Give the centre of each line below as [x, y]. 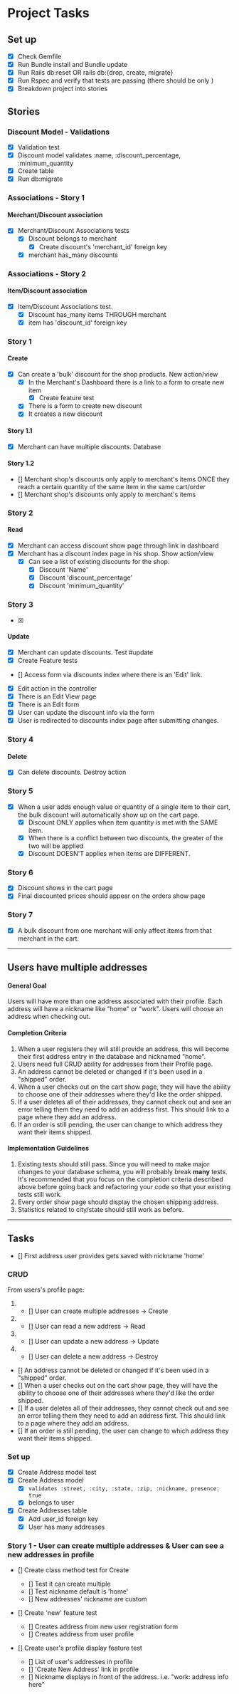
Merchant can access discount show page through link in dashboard [118, 545]
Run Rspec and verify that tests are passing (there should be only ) [116, 80]
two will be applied [56, 846]
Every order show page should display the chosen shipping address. [118, 1202]
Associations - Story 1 [46, 198]
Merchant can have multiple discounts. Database [89, 446]
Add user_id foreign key [63, 1519]
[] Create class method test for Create [73, 1570]
